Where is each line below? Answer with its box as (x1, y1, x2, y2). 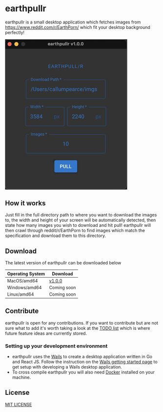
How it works (5, 199, 46, 207)
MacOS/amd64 (7, 278, 38, 283)
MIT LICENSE (5, 401, 32, 407)
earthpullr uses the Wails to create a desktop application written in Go (12, 354, 153, 360)
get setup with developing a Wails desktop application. (12, 364, 122, 370)
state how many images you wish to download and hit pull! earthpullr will (5, 222, 151, 228)
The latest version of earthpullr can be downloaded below (5, 260, 122, 266)
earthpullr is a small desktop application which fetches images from (5, 19, 141, 25)
